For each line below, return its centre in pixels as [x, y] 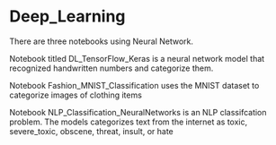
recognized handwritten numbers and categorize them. [111, 68]
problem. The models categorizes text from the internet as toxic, [129, 122]
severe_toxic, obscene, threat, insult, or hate [91, 131]
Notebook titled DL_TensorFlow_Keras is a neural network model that [137, 58]
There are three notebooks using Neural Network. [102, 41]
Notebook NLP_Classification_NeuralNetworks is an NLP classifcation [138, 112]
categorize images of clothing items [76, 95]
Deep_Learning [67, 17]
